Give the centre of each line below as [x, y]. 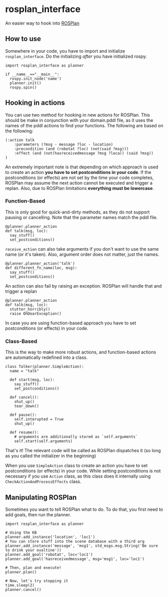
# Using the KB [21, 532]
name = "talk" [24, 371]
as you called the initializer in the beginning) [51, 456]
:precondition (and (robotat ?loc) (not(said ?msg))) [71, 149]
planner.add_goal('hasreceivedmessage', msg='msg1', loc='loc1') [75, 559]
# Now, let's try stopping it [37, 581]
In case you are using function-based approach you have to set [71, 323]
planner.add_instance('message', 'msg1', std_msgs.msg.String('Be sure [81, 546]
